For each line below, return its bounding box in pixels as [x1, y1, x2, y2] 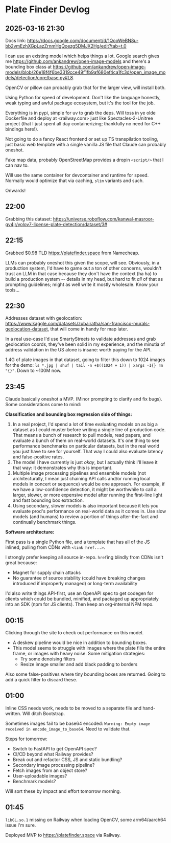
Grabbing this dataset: [5, 216, 52, 222]
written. [5, 710, 21, 717]
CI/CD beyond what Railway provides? [12, 751, 93, 757]
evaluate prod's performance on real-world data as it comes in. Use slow [12, 508, 166, 515]
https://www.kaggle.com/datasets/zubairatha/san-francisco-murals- [5, 321, 150, 327]
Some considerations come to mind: [5, 402, 82, 408]
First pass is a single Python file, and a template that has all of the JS [5, 539, 150, 545]
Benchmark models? [12, 778, 56, 784]
